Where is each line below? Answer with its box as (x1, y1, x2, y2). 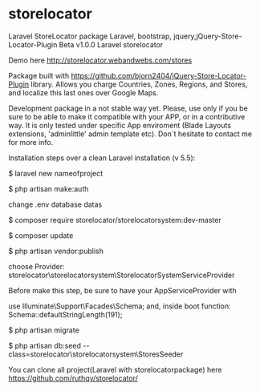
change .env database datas (8, 200, 103, 209)
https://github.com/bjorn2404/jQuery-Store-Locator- (71, 71, 246, 80)
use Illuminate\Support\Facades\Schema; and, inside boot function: (8, 301, 231, 311)
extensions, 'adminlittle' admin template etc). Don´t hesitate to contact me (8, 129, 253, 139)
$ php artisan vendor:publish (8, 246, 104, 256)
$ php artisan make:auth (8, 183, 89, 193)
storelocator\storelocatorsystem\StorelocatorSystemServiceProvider (8, 270, 235, 280)
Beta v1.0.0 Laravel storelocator (59, 39, 164, 49)
